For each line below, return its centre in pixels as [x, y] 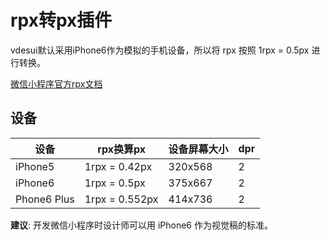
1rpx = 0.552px [121, 199]
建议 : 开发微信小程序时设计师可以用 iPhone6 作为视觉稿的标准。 [141, 225]
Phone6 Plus [45, 199]
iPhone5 [35, 166]
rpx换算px [121, 149]
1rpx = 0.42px [118, 166]
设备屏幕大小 [198, 149]
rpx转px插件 [61, 20]
